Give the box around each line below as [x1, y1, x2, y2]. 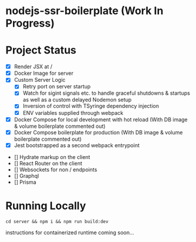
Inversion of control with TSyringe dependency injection [22, 102, 160, 110]
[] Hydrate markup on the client [14, 153, 91, 160]
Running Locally [5, 199, 87, 213]
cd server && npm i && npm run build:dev [5, 218, 109, 224]
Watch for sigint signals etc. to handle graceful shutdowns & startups [22, 89, 191, 97]
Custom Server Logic [14, 77, 66, 84]
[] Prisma [14, 178, 36, 185]
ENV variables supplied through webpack [22, 109, 124, 116]
